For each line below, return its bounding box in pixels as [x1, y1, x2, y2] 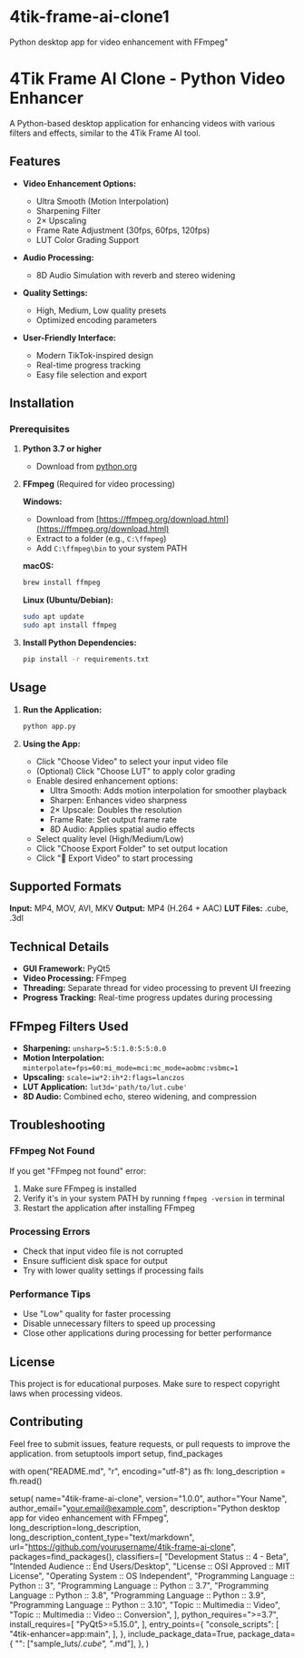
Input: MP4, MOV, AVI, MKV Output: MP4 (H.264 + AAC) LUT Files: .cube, [9, 903, 289, 914]
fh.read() [9, 1475, 43, 1486]
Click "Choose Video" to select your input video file [35, 755, 229, 766]
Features [9, 154, 61, 169]
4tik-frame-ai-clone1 [9, 6, 170, 27]
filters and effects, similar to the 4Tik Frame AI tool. [9, 127, 201, 138]
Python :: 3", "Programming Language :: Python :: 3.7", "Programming [9, 1580, 270, 1591]
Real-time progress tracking [35, 359, 141, 370]
